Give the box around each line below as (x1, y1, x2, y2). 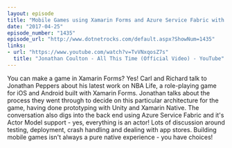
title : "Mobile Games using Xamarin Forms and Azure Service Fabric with (7, 17, 225, 24)
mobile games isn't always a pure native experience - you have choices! (7, 133, 213, 141)
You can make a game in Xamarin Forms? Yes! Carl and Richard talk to (7, 74, 208, 82)
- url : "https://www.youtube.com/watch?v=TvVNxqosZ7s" (7, 49, 169, 56)
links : (7, 42, 26, 49)
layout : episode (7, 10, 54, 17)
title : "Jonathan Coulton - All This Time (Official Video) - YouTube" (13, 55, 225, 62)
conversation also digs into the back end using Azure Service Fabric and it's (7, 111, 224, 119)
